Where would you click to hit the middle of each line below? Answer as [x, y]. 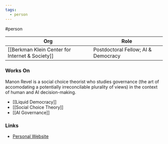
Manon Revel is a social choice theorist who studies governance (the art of [82, 81]
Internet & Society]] [31, 55]
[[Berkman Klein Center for [39, 49]
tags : [11, 10]
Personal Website [30, 136]
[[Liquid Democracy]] [34, 102]
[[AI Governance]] [31, 112]
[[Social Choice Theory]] [38, 107]
